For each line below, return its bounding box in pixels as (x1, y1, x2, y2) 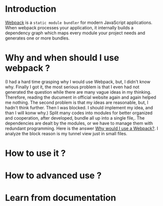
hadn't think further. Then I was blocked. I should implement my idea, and (5, 104, 153, 110)
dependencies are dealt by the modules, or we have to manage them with (5, 120, 153, 126)
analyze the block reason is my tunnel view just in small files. (5, 130, 128, 136)
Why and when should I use (5, 52, 120, 63)
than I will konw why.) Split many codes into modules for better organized (5, 110, 153, 116)
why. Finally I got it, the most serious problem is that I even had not (5, 84, 140, 90)
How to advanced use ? (5, 170, 102, 181)
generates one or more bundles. (5, 35, 70, 41)
